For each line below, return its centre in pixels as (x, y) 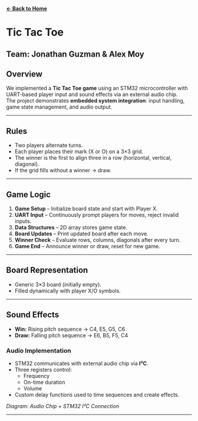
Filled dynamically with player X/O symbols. (67, 291)
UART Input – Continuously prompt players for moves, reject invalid (96, 215)
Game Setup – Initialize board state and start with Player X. (86, 209)
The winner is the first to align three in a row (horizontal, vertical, (93, 158)
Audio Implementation (39, 350)
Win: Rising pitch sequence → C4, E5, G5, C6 (70, 329)
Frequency (37, 376)
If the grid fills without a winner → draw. (63, 170)
